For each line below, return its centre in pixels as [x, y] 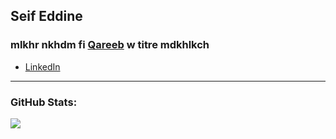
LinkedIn [42, 66]
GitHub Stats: [44, 102]
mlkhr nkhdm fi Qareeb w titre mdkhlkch [110, 45]
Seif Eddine [46, 16]
